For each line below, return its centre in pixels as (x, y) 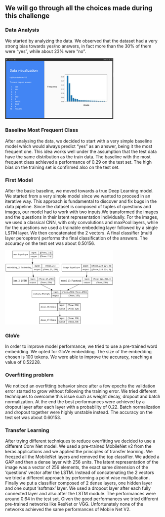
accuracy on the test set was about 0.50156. (50, 243)
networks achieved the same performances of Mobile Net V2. (68, 509)
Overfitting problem (29, 375)
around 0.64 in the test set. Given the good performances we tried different (82, 499)
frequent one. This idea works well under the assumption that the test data (81, 151)
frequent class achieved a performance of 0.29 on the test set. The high (79, 162)
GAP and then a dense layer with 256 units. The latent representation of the (82, 462)
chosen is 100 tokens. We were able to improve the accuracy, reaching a (79, 357)
